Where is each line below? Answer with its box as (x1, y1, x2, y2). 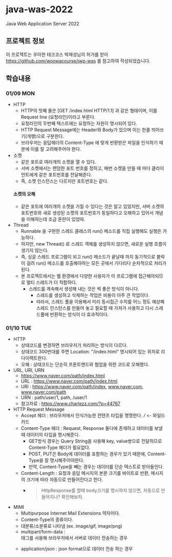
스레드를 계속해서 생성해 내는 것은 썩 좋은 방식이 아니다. (28, 286, 140, 292)
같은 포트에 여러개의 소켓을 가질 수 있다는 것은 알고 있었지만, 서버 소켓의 (20, 203, 164, 209)
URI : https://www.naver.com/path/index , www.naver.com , (20, 383, 144, 389)
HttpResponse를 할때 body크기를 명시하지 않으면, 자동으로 (41, 487, 160, 493)
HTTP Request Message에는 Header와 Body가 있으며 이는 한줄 (20, 127, 150, 133)
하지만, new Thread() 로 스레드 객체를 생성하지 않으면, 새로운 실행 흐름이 (20, 241, 167, 247)
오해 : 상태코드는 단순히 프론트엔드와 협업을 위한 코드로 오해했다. (20, 361, 149, 367)
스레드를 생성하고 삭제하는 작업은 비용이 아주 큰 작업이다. (36, 292, 150, 298)
